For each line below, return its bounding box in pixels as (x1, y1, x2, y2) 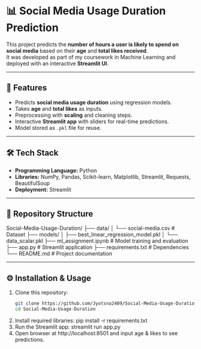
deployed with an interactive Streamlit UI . (6, 60, 109, 67)
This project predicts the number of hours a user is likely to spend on (6, 41, 179, 48)
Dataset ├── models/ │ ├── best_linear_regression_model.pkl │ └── (6, 231, 178, 238)
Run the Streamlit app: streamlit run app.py (14, 323, 121, 330)
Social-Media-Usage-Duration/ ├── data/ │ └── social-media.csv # (6, 224, 175, 232)
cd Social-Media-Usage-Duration (14, 306, 96, 312)
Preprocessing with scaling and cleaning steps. (14, 111, 133, 119)
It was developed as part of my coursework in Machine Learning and (6, 53, 176, 60)
